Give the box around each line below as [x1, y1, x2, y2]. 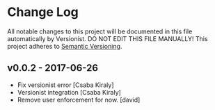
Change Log [7, 4, 79, 20]
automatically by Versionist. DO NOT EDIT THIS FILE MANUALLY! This [7, 34, 208, 42]
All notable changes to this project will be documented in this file [7, 27, 193, 36]
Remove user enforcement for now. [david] [17, 95, 141, 104]
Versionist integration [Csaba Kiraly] [17, 88, 122, 96]
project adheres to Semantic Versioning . [7, 42, 122, 50]
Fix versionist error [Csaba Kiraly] [17, 81, 114, 89]
